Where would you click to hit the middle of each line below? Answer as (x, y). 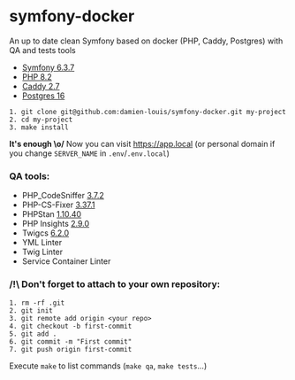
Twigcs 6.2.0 (45, 233)
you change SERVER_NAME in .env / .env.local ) (89, 153)
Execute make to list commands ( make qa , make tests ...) (108, 366)
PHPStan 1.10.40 (52, 214)
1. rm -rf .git (37, 303)
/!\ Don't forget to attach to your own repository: (115, 284)
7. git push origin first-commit (71, 349)
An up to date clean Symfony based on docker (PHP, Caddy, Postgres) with (146, 41)
